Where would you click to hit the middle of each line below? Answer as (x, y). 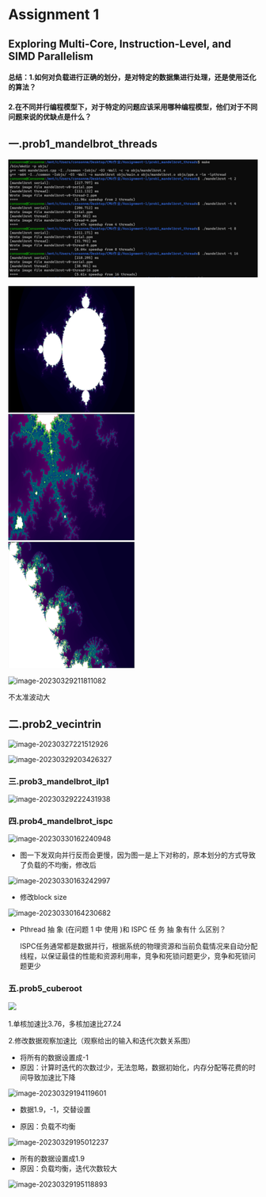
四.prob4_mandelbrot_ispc (61, 821)
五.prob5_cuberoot (45, 989)
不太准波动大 (29, 697)
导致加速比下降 (51, 1077)
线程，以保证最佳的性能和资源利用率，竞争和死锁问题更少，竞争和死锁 (134, 956)
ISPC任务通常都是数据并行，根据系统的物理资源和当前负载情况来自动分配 (139, 946)
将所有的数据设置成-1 (54, 1057)
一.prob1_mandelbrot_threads (83, 144)
